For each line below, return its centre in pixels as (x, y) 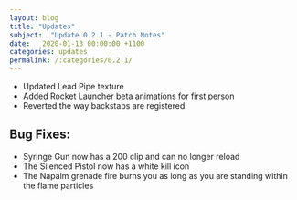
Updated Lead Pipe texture (74, 86)
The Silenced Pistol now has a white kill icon (106, 166)
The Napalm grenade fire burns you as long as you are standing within (155, 175)
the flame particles (58, 185)
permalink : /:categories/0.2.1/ (71, 60)
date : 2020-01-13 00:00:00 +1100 (77, 43)
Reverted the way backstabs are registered (104, 105)
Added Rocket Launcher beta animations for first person (128, 96)
